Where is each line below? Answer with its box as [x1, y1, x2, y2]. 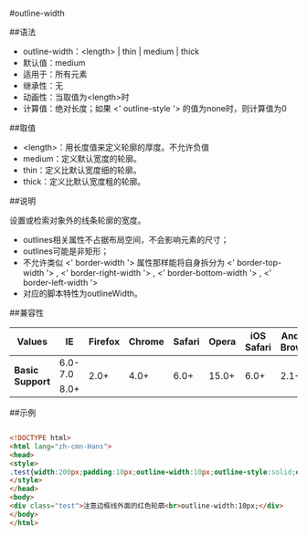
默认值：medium [22, 58, 86, 68]
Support [14, 375, 51, 387]
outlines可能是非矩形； [22, 246, 110, 257]
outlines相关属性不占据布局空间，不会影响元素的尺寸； [22, 235, 229, 245]
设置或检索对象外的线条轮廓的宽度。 [9, 215, 146, 226]
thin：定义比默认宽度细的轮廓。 [22, 164, 142, 175]
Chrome [128, 335, 164, 348]
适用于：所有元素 [22, 68, 88, 79]
